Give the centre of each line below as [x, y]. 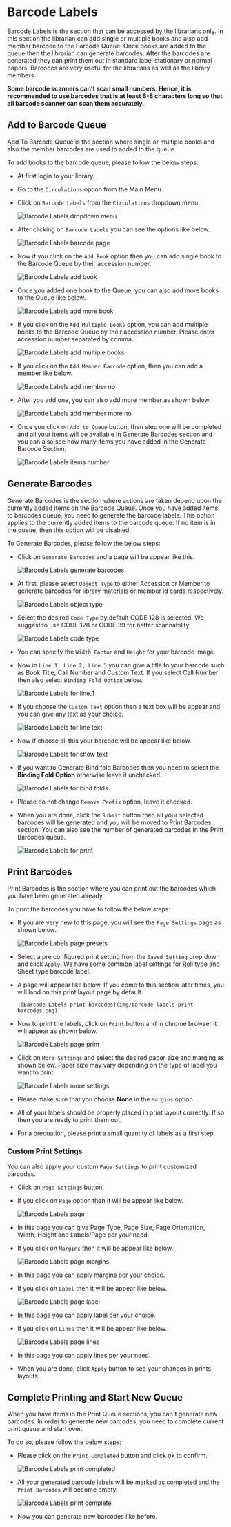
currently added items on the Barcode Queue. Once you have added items [113, 508]
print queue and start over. [45, 1429]
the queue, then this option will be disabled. [69, 530]
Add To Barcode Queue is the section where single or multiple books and [111, 142]
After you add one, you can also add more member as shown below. [114, 400]
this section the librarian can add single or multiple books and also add [108, 38]
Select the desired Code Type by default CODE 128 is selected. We [111, 617]
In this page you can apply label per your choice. [87, 1315]
